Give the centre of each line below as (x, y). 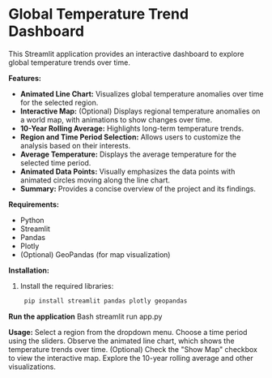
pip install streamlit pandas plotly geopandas (106, 301)
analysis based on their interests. (75, 145)
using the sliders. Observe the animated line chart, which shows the (121, 341)
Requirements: (34, 204)
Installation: (29, 270)
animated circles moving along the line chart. (95, 180)
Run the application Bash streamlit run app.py (85, 316)
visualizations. (32, 367)
